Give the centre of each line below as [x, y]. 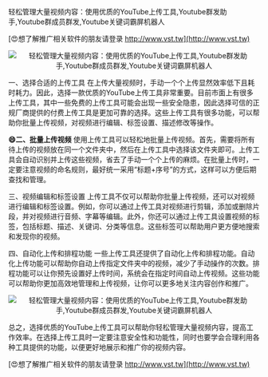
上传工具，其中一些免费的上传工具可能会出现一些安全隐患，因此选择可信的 [130, 103]
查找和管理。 [29, 179]
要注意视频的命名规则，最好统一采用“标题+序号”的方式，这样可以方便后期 [136, 169]
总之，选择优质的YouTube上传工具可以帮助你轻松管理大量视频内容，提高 [128, 327]
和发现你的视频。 [36, 236]
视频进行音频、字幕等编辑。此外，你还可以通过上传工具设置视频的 [144, 216]
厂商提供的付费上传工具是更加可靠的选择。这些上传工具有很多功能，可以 [134, 113]
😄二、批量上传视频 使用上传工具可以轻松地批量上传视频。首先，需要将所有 [132, 139]
